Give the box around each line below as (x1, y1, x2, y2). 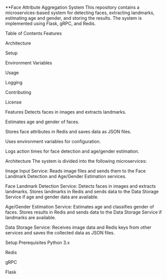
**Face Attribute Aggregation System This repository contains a (5, 5, 140, 10)
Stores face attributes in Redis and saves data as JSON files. (5, 129, 132, 134)
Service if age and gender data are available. (5, 194, 99, 200)
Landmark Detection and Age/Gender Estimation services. (5, 173, 127, 179)
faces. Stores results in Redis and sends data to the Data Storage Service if (5, 209, 162, 215)
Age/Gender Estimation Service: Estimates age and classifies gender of (5, 204, 154, 210)
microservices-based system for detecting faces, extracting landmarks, (5, 10, 155, 16)
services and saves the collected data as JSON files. (5, 230, 115, 235)
